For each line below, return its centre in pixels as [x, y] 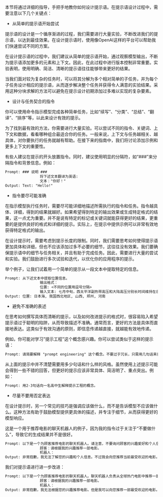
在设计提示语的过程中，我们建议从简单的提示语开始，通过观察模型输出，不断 [81, 56]
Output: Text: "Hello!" [29, 186]
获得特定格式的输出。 [26, 230]
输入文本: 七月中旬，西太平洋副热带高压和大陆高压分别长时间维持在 [98, 292]
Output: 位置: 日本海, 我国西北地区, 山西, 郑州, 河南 [55, 296]
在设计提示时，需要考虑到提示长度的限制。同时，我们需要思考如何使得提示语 [81, 240]
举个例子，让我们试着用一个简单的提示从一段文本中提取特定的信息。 [73, 269]
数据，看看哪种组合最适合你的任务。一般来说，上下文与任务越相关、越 [88, 134]
